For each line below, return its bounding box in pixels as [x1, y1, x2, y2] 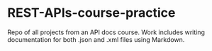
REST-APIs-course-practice [7, 5, 176, 21]
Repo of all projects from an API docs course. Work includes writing [7, 28, 206, 36]
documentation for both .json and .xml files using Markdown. [7, 35, 185, 43]
